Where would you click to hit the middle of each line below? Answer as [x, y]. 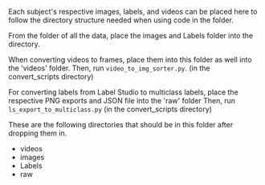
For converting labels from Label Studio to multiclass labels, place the [123, 92]
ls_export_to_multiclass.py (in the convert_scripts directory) [110, 109]
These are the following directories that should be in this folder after [121, 125]
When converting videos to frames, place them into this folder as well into [130, 60]
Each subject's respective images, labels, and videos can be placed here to [133, 12]
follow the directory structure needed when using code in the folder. [121, 20]
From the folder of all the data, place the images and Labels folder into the [131, 36]
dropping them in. [38, 133]
